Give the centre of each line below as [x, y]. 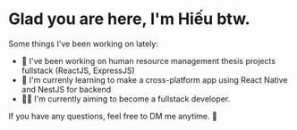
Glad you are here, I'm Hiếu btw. [129, 19]
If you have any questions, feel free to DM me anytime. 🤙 [113, 116]
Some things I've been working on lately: [83, 44]
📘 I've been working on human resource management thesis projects [148, 61]
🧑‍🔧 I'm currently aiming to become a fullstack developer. [126, 99]
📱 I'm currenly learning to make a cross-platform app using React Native [154, 79]
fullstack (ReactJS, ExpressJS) [78, 70]
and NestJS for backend [66, 89]
